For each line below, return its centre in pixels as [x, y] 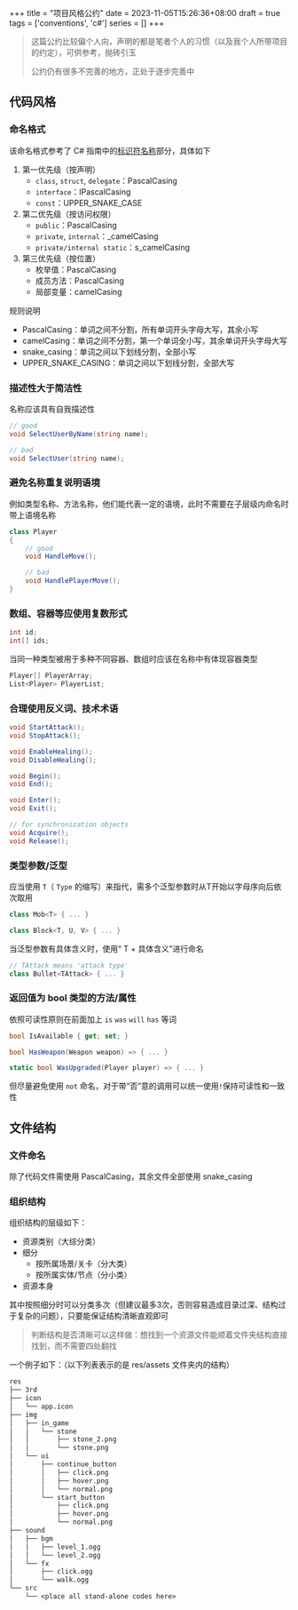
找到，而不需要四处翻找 [74, 1346]
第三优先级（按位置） [61, 258]
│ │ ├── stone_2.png [63, 1439]
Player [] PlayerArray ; [51, 675]
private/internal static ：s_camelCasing [113, 247]
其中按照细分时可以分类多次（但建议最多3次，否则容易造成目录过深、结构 [144, 1305]
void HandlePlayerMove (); [73, 581]
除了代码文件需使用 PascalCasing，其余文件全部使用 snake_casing [131, 1176]
